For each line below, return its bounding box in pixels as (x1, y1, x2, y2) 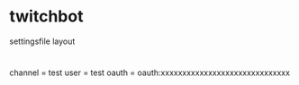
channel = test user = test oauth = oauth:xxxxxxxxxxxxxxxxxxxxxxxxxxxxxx (9, 67, 291, 78)
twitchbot (9, 6, 84, 27)
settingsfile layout (9, 36, 76, 47)
